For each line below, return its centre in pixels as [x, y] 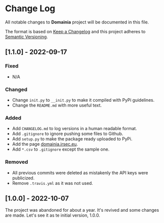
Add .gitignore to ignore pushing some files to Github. [68, 134]
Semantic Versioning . [26, 37]
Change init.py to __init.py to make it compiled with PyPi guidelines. [83, 100]
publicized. [23, 178]
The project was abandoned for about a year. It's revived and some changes [82, 210]
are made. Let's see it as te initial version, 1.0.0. [53, 215]
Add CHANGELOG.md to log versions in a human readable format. [74, 129]
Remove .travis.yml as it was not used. [52, 183]
